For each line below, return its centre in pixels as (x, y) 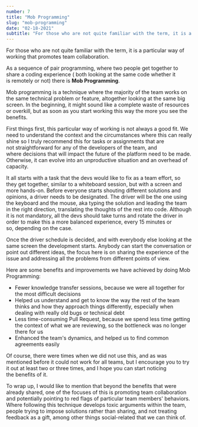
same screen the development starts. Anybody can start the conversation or (99, 246)
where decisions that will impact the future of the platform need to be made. (99, 154)
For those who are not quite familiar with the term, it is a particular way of (95, 50)
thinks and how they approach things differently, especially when (94, 307)
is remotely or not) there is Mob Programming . (63, 81)
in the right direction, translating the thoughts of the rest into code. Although (99, 209)
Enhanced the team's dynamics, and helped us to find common (92, 338)
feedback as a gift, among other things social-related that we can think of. (96, 418)
